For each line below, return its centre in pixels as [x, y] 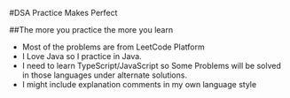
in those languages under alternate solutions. [105, 75]
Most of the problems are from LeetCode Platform [114, 47]
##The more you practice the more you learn [91, 30]
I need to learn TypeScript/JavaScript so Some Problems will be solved [152, 66]
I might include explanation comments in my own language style [139, 84]
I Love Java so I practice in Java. [82, 56]
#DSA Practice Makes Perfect [63, 13]
